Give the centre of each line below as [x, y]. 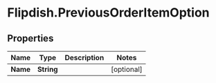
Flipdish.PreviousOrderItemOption [108, 13]
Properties [30, 38]
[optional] [127, 69]
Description [84, 58]
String [47, 69]
